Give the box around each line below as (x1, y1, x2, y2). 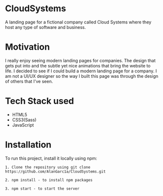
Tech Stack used (5, 96, 74, 107)
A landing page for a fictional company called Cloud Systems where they (5, 19, 152, 25)
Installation (5, 139, 52, 150)
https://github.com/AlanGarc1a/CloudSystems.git (5, 169, 106, 174)
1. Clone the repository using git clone (5, 165, 91, 170)
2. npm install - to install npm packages (5, 177, 93, 182)
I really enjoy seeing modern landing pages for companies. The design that (5, 57, 156, 64)
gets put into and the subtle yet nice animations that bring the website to (5, 63, 151, 68)
